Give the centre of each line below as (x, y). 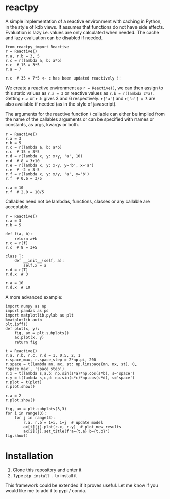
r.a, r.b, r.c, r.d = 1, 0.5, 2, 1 (43, 355)
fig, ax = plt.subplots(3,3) (36, 409)
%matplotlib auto (24, 320)
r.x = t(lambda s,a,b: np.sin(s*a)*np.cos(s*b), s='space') (70, 373)
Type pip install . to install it (45, 475)
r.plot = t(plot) (24, 382)
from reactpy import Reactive (37, 47)
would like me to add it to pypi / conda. (46, 490)
